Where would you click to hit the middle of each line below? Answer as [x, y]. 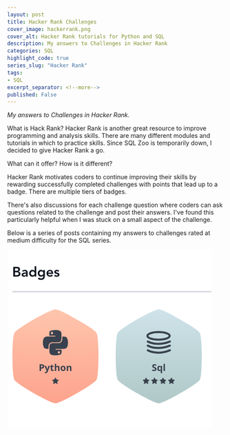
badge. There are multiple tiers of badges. [67, 192]
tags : [15, 72]
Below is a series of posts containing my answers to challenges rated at [109, 233]
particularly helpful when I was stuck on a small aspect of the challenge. [109, 220]
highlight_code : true [38, 59]
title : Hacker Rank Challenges [52, 22]
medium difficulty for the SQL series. [59, 241]
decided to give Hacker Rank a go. [56, 150]
